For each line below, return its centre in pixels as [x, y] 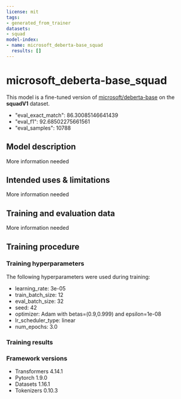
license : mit [22, 12]
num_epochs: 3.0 [36, 326]
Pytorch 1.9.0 [31, 378]
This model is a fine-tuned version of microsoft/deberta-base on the [90, 97]
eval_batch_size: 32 [39, 301]
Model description [41, 147]
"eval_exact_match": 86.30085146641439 [67, 115]
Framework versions [37, 358]
